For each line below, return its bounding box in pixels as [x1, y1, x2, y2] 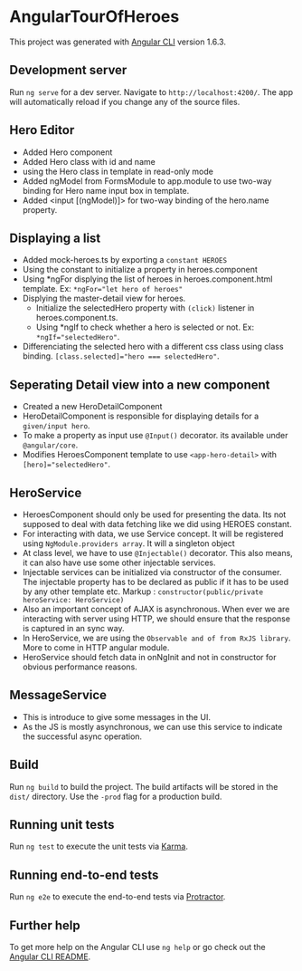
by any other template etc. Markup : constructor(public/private [22, 586, 264, 597]
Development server [9, 62, 127, 78]
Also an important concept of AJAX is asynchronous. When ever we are [22, 604, 290, 614]
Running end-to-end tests [9, 867, 159, 882]
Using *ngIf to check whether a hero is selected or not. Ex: [35, 322, 255, 332]
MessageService [9, 687, 107, 703]
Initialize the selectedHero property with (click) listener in [35, 303, 255, 313]
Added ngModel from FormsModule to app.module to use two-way [22, 175, 272, 187]
